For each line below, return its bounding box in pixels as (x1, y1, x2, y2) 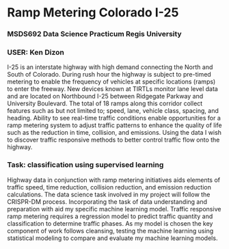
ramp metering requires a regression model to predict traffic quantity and (7, 212, 213, 220)
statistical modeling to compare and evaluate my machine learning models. (7, 234, 218, 242)
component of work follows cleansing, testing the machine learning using (7, 226, 214, 235)
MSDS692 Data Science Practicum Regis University (7, 29, 183, 39)
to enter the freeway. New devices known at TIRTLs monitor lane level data (7, 85, 219, 93)
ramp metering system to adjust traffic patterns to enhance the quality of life (7, 121, 222, 129)
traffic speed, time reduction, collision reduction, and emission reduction (7, 183, 212, 191)
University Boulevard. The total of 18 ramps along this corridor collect (7, 99, 203, 107)
